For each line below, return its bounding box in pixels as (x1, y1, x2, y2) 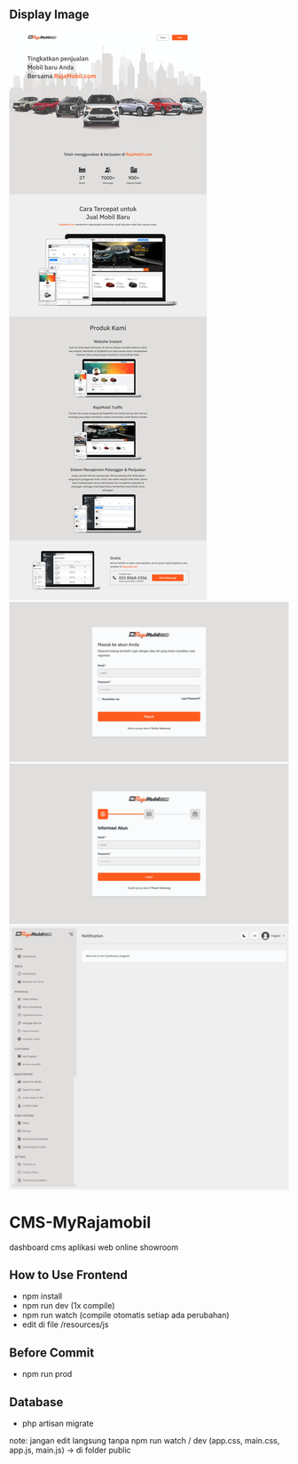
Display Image (9, 7, 90, 22)
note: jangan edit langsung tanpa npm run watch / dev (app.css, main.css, (9, 1435, 280, 1445)
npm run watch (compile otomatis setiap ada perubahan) (21, 1310, 230, 1321)
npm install (21, 1291, 63, 1301)
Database (9, 1395, 64, 1410)
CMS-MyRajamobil (9, 1212, 152, 1232)
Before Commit (9, 1345, 95, 1360)
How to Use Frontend (9, 1267, 129, 1283)
